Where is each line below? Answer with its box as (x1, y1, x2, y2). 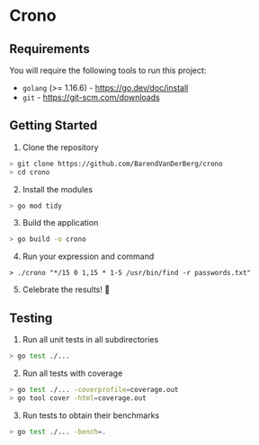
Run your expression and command (22, 251, 155, 262)
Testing (9, 310, 53, 325)
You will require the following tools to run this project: (9, 65, 207, 76)
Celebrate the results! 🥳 (22, 284, 111, 295)
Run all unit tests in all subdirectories (22, 334, 159, 345)
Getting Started (9, 118, 98, 133)
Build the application (22, 218, 99, 228)
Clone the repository (22, 141, 99, 153)
